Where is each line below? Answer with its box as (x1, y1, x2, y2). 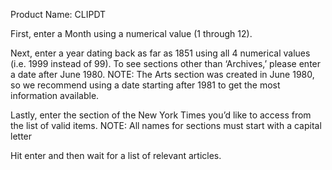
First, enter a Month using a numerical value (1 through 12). (10, 28, 253, 39)
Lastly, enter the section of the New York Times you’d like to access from (10, 109, 312, 121)
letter (10, 130, 33, 142)
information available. (10, 90, 100, 101)
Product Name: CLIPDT (10, 9, 107, 20)
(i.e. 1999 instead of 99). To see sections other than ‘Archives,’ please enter (10, 58, 322, 69)
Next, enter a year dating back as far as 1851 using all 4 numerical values (10, 47, 311, 59)
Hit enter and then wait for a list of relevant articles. (10, 150, 222, 161)
